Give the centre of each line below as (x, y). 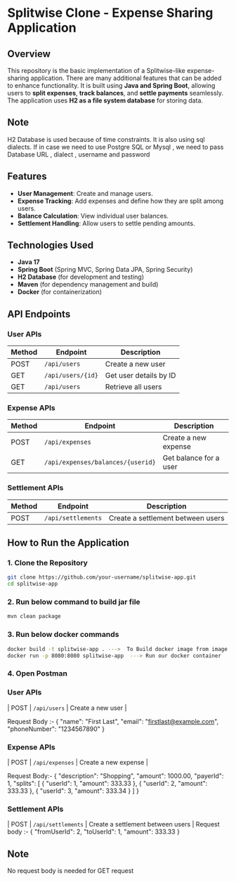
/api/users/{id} (71, 376)
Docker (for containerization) (60, 292)
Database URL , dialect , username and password (79, 154)
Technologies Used (50, 245)
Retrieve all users (133, 387)
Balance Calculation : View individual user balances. (93, 216)
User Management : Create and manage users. (85, 193)
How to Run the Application (68, 543)
